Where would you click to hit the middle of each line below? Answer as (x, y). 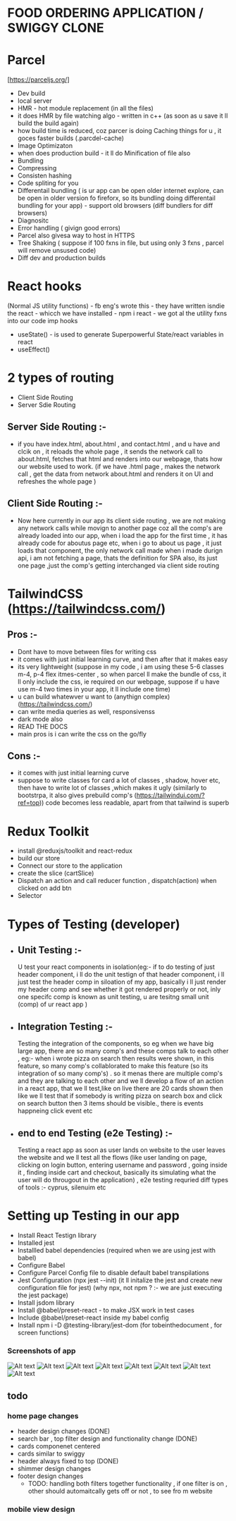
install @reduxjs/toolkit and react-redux (75, 851)
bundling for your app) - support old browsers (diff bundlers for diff (115, 206)
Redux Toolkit (48, 831)
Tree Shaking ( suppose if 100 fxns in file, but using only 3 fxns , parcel (120, 243)
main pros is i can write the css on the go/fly (82, 734)
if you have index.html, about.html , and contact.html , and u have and (119, 444)
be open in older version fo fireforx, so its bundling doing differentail (117, 198)
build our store (39, 858)
